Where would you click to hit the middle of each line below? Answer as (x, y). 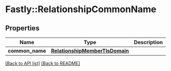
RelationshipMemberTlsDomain (90, 51)
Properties (22, 28)
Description (148, 42)
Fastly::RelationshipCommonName (81, 9)
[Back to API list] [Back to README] (43, 63)
